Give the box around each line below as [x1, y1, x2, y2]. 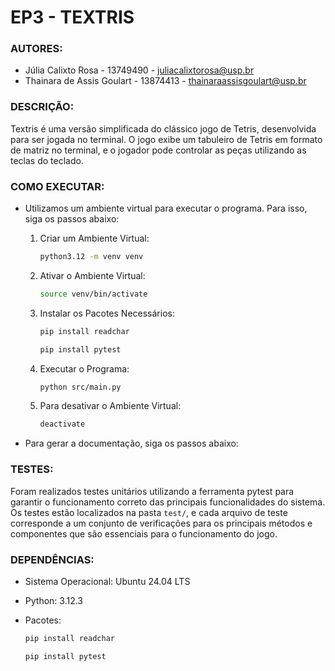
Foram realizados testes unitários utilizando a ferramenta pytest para [10, 485, 295, 497]
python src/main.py [39, 382, 122, 392]
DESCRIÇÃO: [10, 100, 75, 114]
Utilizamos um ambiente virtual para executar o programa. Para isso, [24, 202, 308, 215]
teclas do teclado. [10, 154, 84, 166]
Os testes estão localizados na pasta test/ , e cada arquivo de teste [10, 506, 288, 518]
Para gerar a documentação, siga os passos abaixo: [24, 437, 239, 450]
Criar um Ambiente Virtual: [39, 232, 150, 245]
